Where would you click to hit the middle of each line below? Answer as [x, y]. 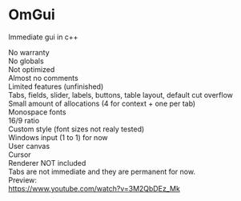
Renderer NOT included [47, 163]
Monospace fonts [37, 112]
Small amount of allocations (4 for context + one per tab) [102, 103]
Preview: [23, 180]
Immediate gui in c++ [43, 37]
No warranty [29, 52]
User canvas [29, 146]
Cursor [20, 155]
